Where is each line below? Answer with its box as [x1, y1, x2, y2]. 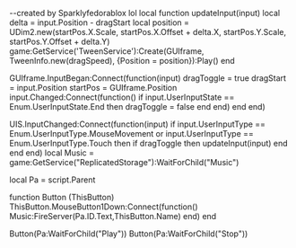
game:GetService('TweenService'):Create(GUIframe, [9, 46, 205, 57]
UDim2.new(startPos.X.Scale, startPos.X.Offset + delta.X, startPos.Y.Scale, [9, 27, 287, 37]
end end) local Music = [9, 147, 95, 158]
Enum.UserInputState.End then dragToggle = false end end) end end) [9, 102, 266, 111]
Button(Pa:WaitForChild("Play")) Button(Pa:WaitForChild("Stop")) [9, 228, 248, 239]
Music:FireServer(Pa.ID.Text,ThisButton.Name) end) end [9, 211, 217, 221]
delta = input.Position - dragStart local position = [9, 17, 190, 28]
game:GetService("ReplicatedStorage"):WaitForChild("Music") [9, 157, 239, 167]
